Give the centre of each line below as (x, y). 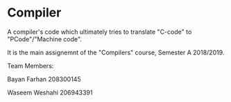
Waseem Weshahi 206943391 (50, 92)
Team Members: (31, 65)
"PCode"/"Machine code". (44, 39)
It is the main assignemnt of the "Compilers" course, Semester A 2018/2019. (116, 52)
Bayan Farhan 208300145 (44, 79)
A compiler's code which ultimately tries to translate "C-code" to (100, 32)
